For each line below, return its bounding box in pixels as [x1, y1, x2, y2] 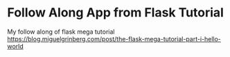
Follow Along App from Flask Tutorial [7, 5, 224, 21]
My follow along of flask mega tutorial [7, 27, 115, 36]
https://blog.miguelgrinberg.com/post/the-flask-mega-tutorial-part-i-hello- [7, 34, 222, 43]
